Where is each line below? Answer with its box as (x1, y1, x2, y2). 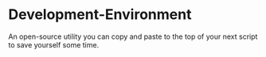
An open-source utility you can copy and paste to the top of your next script (8, 32, 258, 41)
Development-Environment (8, 6, 192, 24)
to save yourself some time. (8, 40, 100, 49)
